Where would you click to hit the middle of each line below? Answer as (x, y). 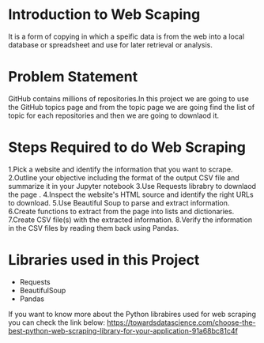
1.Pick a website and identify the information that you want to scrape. (121, 169)
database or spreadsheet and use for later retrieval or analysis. (111, 44)
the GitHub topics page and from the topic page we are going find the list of (132, 107)
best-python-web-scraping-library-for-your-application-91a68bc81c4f (123, 330)
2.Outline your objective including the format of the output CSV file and (124, 177)
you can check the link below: (57, 322)
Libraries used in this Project (104, 260)
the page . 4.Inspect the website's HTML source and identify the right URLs (131, 194)
